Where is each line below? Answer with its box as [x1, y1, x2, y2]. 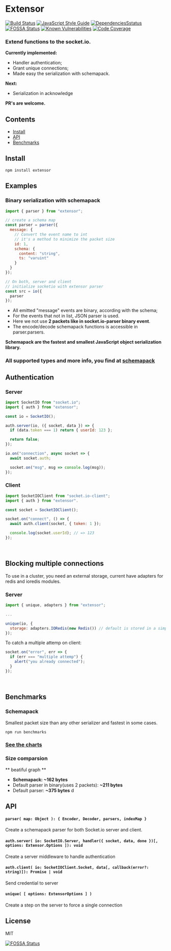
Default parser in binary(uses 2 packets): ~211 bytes [12, 782, 123, 788]
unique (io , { [5, 621, 33, 626]
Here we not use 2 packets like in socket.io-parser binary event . [12, 318, 151, 324]
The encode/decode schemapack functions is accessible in [12, 324, 138, 330]
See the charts [5, 741, 42, 748]
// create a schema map [5, 218, 56, 223]
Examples [5, 182, 37, 191]
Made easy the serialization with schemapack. [12, 70, 110, 77]
